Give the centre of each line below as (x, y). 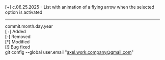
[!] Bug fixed (18, 47)
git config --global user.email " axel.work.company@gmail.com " (69, 52)
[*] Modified (17, 42)
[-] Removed (18, 37)
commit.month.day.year (29, 26)
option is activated (24, 12)
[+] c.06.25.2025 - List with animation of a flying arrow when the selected (80, 7)
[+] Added (15, 31)
